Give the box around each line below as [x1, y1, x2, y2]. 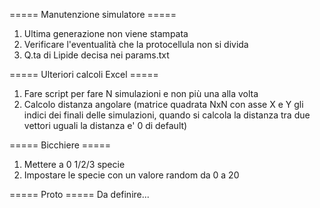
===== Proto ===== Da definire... [9, 189, 150, 200]
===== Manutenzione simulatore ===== [9, 9, 177, 20]
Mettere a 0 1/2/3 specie [23, 159, 126, 170]
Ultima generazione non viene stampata [23, 28, 189, 39]
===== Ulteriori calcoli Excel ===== [9, 69, 159, 80]
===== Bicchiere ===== [9, 139, 112, 151]
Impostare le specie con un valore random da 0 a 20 [23, 169, 240, 181]
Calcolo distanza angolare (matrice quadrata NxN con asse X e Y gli [23, 99, 304, 110]
